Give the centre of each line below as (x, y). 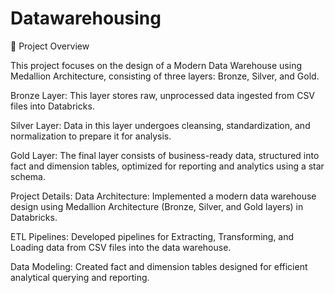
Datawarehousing (86, 18)
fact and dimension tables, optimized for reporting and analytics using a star (167, 166)
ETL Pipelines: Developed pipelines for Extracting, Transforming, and (152, 236)
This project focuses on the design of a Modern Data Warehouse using (156, 65)
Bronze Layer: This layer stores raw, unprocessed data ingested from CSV (163, 95)
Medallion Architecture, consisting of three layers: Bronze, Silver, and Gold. (165, 76)
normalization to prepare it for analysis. (91, 136)
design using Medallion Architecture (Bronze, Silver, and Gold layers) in (157, 206)
